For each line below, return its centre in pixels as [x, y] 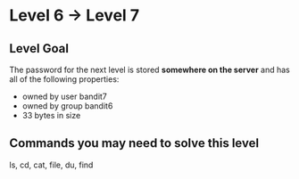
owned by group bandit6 [67, 106]
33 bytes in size [51, 115]
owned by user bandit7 [64, 96]
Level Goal [39, 49]
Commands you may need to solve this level [134, 143]
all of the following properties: [64, 79]
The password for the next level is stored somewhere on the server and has [149, 69]
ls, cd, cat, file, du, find [51, 165]
